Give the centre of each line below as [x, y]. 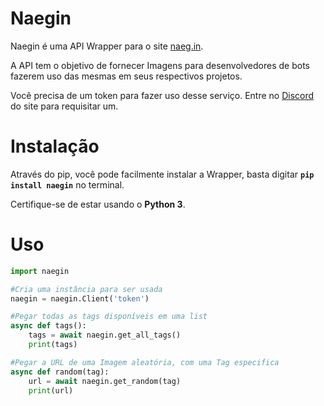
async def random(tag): [60, 372]
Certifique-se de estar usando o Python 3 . [98, 204]
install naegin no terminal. [67, 184]
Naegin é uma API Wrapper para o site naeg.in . [107, 46]
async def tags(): [48, 326]
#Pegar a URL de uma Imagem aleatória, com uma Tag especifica [145, 362]
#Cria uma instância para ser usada [86, 289]
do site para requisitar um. [64, 106]
